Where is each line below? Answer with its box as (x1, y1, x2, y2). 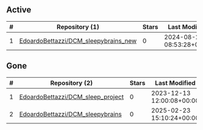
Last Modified (155, 78, 196, 87)
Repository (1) (56, 22, 100, 31)
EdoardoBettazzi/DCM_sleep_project (19, 93, 124, 101)
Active (6, 5, 31, 15)
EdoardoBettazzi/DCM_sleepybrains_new (19, 36, 137, 45)
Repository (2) (50, 78, 93, 87)
